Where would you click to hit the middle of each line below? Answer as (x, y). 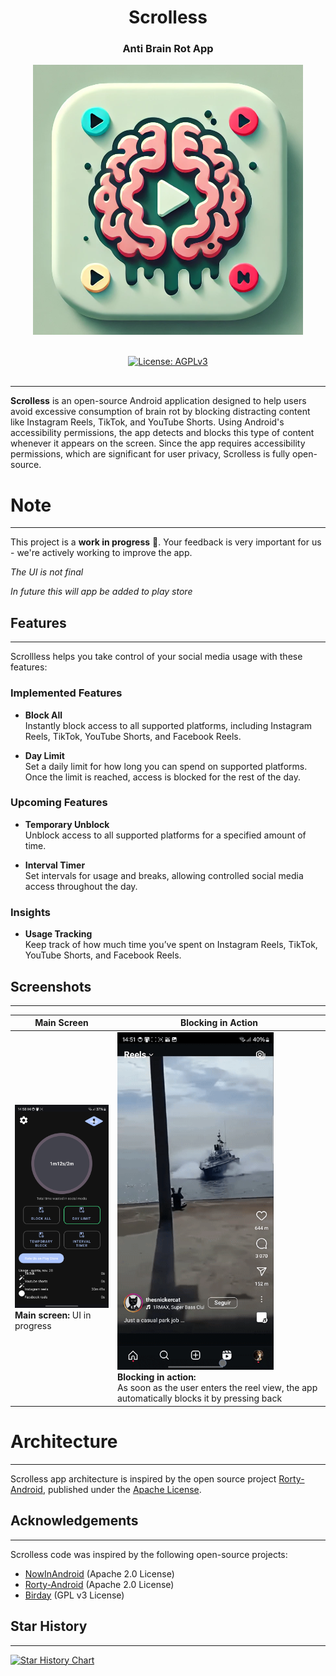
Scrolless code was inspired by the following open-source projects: (149, 1554)
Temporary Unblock (67, 824)
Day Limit (44, 755)
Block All (43, 715)
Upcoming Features (59, 803)
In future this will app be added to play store (101, 592)
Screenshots (51, 986)
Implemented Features (66, 693)
